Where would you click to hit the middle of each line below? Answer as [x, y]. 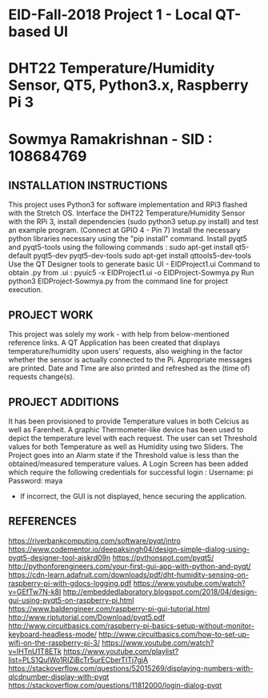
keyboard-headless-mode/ [53, 634]
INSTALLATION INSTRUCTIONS [88, 185]
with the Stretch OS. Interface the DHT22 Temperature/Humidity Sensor [127, 213]
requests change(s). [42, 377]
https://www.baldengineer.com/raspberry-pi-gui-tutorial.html [109, 608]
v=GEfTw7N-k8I [35, 592]
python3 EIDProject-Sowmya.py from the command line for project [118, 281]
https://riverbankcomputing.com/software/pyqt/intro [95, 540]
